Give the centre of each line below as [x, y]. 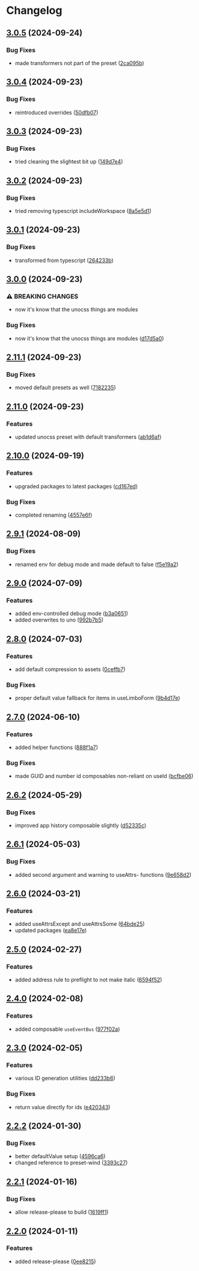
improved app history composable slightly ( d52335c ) [81, 825]
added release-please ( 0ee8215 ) [55, 1261]
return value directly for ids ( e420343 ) [63, 1107]
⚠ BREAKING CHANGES [42, 296]
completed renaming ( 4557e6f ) [54, 515]
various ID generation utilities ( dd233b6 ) [65, 1078]
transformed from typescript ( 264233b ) [64, 260]
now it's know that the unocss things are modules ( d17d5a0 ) [89, 338]
